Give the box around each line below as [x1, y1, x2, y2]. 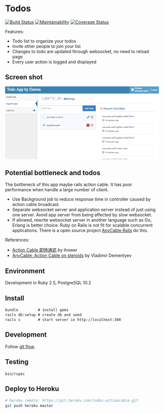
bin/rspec [5, 371, 25, 376]
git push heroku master [5, 403, 54, 409]
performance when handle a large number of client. [5, 187, 109, 193]
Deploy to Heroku [5, 385, 60, 393]
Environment [5, 267, 45, 275]
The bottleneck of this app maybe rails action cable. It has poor [5, 182, 133, 187]
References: [5, 237, 29, 243]
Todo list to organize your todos [12, 38, 77, 44]
